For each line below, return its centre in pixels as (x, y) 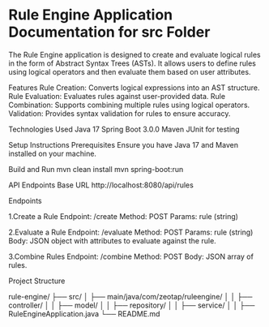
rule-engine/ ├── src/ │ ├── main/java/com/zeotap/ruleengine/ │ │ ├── (130, 296)
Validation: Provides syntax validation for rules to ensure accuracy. (120, 113)
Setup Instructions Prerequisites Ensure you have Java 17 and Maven (124, 144)
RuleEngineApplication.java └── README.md (84, 313)
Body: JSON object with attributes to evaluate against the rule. (112, 240)
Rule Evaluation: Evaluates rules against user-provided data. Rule (117, 96)
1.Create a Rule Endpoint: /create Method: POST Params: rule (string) (124, 216)
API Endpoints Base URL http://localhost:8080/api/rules (101, 185)
